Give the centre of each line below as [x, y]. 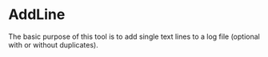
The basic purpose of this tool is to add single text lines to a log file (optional [134, 36]
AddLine [37, 15]
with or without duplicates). [53, 44]
